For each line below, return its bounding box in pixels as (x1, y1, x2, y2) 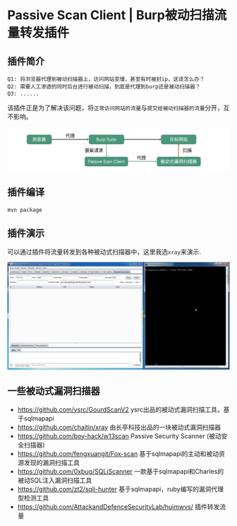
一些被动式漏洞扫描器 (7, 385, 100, 397)
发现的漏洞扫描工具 (23, 458, 80, 467)
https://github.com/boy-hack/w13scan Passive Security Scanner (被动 (17, 431, 221, 440)
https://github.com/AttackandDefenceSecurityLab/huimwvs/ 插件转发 (17, 502, 220, 510)
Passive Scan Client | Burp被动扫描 (7, 7, 215, 23)
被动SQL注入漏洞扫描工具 (17, 476, 92, 484)
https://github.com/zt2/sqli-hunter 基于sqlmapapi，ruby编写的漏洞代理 (17, 484, 224, 493)
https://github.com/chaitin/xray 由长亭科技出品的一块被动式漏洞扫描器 (17, 423, 221, 431)
